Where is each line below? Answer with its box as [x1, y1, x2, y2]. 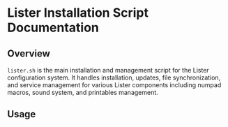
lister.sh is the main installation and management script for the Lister [7, 66, 209, 74]
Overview [7, 47, 51, 59]
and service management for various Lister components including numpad [7, 81, 222, 89]
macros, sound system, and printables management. [7, 89, 158, 96]
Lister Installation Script [7, 5, 149, 21]
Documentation [7, 20, 100, 36]
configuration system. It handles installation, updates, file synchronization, [7, 73, 221, 82]
